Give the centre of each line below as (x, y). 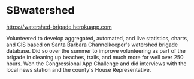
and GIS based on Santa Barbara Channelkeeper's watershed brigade (92, 45)
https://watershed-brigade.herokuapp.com (59, 27)
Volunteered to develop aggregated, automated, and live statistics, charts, (97, 38)
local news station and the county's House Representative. (79, 69)
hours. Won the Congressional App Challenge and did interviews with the (96, 64)
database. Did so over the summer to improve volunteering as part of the (96, 50)
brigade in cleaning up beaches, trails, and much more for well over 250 (95, 57)
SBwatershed (40, 10)
